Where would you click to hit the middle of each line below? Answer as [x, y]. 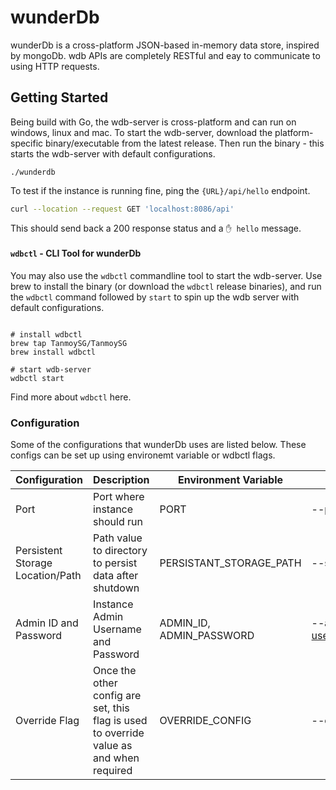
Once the [115, 671]
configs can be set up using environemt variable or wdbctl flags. [143, 455]
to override [119, 733]
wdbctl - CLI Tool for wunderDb [76, 253]
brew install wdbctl [53, 352]
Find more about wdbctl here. [71, 397]
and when [116, 758]
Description [121, 480]
